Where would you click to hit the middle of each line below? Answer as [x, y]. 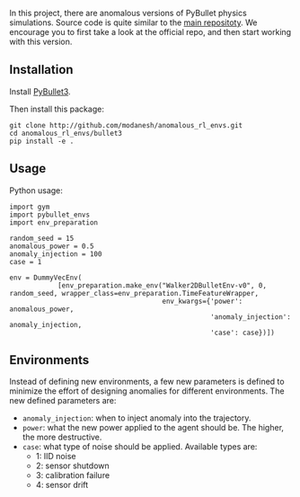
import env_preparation [54, 222]
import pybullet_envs [50, 215]
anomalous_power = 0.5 [52, 246]
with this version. [41, 41]
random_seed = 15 [42, 238]
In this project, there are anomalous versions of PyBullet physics [128, 13]
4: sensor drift [62, 485]
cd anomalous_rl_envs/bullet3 [66, 133]
